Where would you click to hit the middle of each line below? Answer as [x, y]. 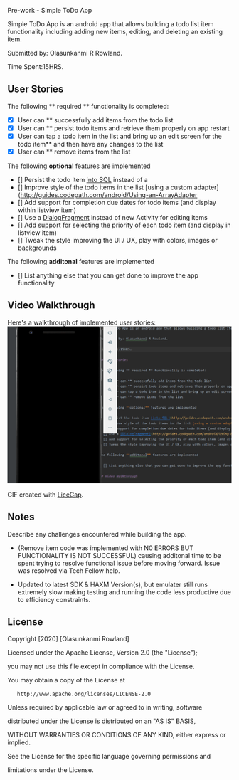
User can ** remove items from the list [74, 152]
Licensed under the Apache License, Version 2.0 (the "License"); [102, 653]
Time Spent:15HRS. [36, 67]
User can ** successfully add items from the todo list [95, 120]
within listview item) [47, 210]
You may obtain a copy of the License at [67, 680]
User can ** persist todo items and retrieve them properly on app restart [123, 128]
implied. [19, 742]
